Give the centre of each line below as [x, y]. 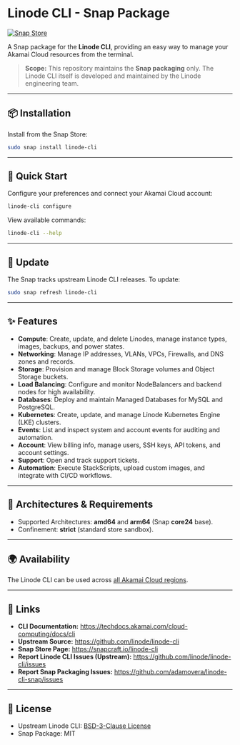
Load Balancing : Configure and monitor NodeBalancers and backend [120, 384]
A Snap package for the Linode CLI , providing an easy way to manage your [118, 46]
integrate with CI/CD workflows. [65, 475]
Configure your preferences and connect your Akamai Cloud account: [110, 194]
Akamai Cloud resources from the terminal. [71, 54]
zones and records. [46, 361]
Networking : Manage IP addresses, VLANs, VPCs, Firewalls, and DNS [121, 354]
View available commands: [47, 220]
